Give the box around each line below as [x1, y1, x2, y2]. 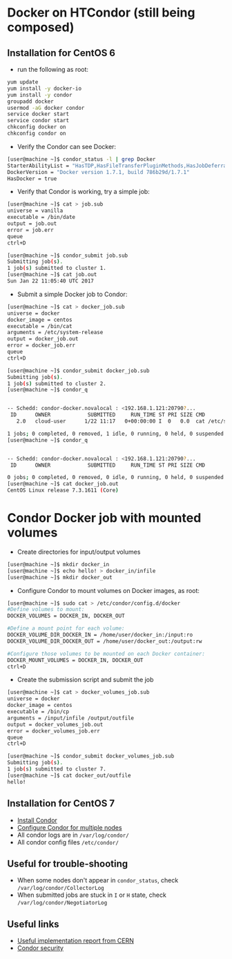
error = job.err [7, 226, 54, 233]
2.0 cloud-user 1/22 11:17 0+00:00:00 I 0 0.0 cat [16, 418, 206, 425]
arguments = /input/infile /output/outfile [7, 715, 135, 721]
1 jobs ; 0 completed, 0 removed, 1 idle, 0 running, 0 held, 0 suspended [7, 430, 224, 437]
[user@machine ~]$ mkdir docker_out [7, 574, 113, 581]
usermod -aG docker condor [7, 104, 85, 111]
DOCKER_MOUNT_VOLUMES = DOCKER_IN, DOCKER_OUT [7, 657, 144, 663]
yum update [7, 79, 39, 86]
